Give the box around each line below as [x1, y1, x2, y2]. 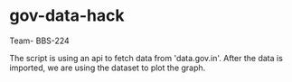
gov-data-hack [9, 5, 125, 26]
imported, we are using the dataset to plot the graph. [9, 62, 206, 73]
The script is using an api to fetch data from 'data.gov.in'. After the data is [9, 52, 283, 63]
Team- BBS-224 [9, 35, 70, 46]
